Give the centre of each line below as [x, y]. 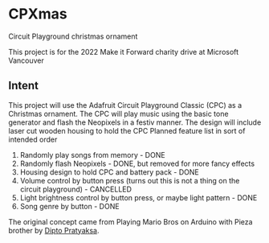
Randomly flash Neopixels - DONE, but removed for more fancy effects [137, 163]
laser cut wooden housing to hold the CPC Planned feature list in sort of [127, 130]
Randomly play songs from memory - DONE [93, 154]
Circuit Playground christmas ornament [73, 36]
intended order [33, 139]
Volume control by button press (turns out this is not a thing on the [130, 180]
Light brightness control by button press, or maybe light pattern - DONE [139, 197]
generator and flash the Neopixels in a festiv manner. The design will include [135, 122]
